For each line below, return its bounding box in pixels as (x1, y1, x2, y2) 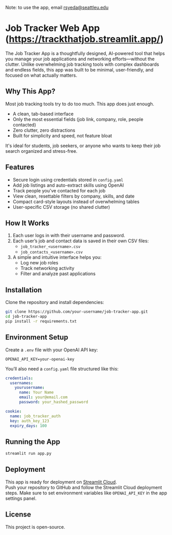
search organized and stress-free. (5, 148, 78, 154)
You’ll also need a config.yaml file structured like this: (5, 365, 119, 372)
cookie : (5, 408, 22, 414)
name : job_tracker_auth (10, 414, 61, 419)
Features (5, 163, 34, 172)
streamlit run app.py (5, 451, 52, 456)
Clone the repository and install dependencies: (5, 299, 104, 306)
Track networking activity (20, 265, 74, 272)
